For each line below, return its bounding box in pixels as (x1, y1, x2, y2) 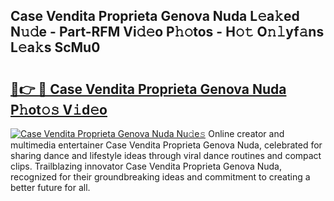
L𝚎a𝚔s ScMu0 (10, 39, 101, 56)
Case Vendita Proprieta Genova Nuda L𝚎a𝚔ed (10, 8, 300, 25)
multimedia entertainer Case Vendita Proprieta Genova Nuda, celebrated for (10, 139, 323, 151)
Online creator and (208, 128, 285, 139)
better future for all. (10, 182, 91, 193)
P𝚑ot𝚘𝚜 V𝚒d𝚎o (10, 101, 108, 118)
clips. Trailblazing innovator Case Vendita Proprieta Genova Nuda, (10, 160, 282, 172)
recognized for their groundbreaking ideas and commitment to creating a (10, 171, 311, 183)
